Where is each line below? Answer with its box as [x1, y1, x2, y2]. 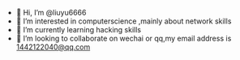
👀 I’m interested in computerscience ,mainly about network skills [15, 16, 232, 26]
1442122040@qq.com [15, 42, 91, 52]
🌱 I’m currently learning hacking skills [15, 25, 142, 34]
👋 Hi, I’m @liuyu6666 [15, 8, 87, 17]
